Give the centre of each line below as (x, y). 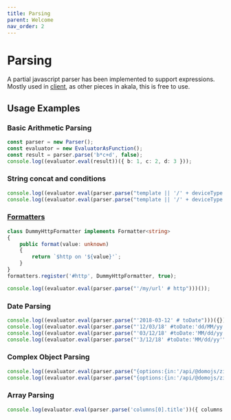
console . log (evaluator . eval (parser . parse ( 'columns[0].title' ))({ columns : (117, 410)
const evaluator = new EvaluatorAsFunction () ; (75, 148)
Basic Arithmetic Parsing (49, 128)
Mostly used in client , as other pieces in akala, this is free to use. (99, 87)
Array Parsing (31, 395)
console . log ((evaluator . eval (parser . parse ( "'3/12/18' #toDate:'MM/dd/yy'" (117, 340)
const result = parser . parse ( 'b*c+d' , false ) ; (75, 155)
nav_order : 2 (26, 26)
